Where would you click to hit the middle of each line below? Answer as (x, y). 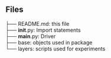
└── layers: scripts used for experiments (56, 49)
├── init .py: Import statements (43, 30)
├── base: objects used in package (49, 42)
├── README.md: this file (37, 23)
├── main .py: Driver (31, 36)
